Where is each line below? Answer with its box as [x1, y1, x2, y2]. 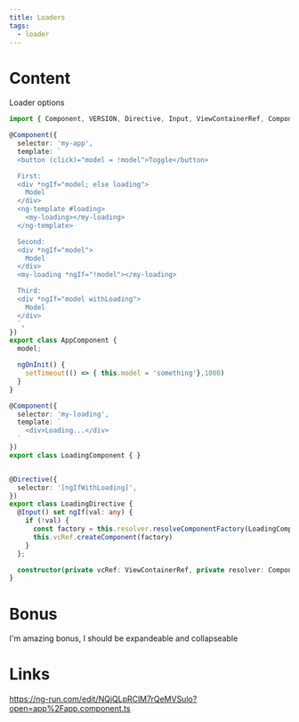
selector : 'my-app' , [17, 139, 93, 148]
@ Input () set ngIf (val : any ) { [17, 508, 133, 517]
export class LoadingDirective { [9, 499, 133, 508]
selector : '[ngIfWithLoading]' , [17, 483, 138, 492]
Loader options [9, 97, 65, 108]
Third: [17, 287, 42, 296]
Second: [17, 237, 46, 246]
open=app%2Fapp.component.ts [9, 703, 131, 714]
